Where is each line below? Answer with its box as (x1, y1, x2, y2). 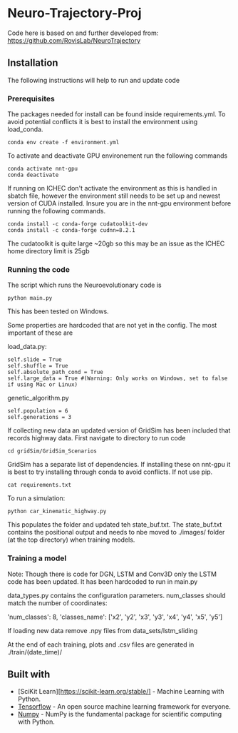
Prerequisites (7, 93, 55, 103)
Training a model (7, 553, 67, 563)
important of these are (7, 328, 73, 337)
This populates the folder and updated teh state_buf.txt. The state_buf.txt (7, 520, 222, 529)
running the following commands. (7, 207, 106, 216)
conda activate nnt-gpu (7, 166, 78, 173)
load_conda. (7, 125, 43, 133)
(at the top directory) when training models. (7, 535, 135, 544)
